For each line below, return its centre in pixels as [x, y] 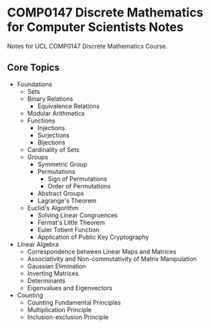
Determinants [46, 280]
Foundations [35, 84]
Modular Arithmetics [56, 113]
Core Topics [34, 67]
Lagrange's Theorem [67, 201]
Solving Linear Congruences [78, 215]
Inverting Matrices [53, 273]
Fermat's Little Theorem [71, 222]
